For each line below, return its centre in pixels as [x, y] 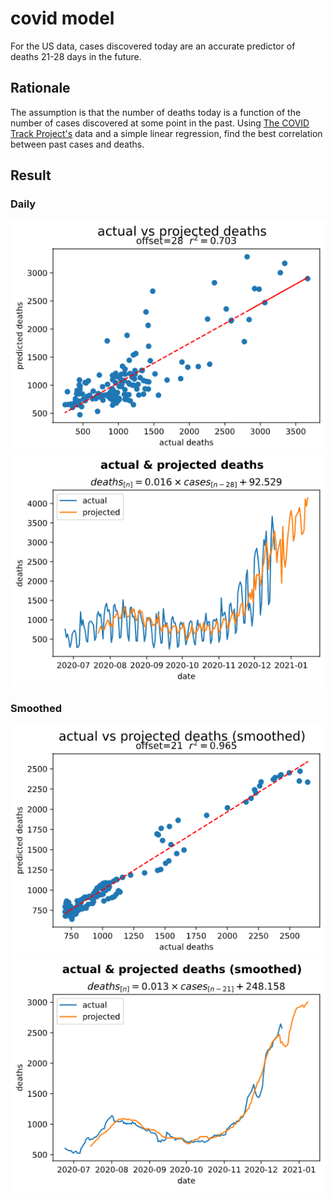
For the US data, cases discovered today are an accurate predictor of [153, 46]
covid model [62, 18]
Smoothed [36, 709]
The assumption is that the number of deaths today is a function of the [156, 112]
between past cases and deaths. [77, 144]
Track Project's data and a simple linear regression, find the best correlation [166, 133]
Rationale [40, 88]
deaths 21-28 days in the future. [76, 56]
